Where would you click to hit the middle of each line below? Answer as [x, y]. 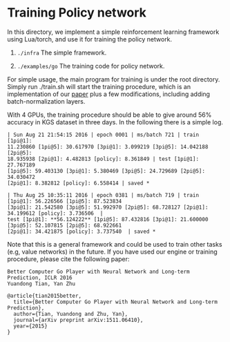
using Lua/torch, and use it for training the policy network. [90, 39]
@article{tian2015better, [44, 296]
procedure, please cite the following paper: [68, 259]
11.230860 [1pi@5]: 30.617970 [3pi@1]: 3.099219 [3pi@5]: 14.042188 [108, 146]
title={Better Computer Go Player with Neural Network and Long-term [115, 302]
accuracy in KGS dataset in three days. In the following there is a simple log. [115, 122]
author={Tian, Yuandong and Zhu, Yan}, [71, 314]
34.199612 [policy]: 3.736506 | [55, 213]
